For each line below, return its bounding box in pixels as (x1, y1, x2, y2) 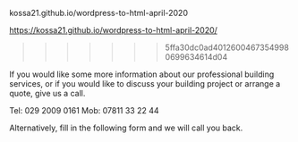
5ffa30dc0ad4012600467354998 (165, 42, 289, 53)
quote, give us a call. (9, 88, 86, 98)
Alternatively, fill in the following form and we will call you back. (9, 122, 243, 133)
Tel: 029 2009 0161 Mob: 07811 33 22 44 (9, 105, 159, 115)
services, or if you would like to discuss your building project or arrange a (9, 79, 281, 88)
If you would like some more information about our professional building (9, 69, 275, 79)
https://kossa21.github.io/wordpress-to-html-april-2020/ (9, 25, 217, 35)
